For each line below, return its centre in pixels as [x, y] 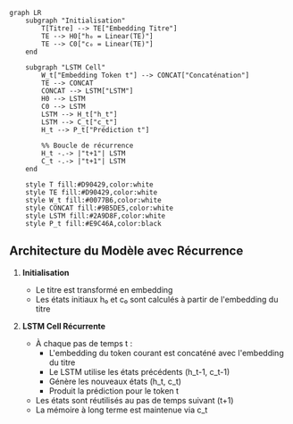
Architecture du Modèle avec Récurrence [126, 251]
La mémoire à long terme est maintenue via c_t [121, 410]
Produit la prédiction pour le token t [114, 391]
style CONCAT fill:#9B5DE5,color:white [100, 208]
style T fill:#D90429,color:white [89, 185]
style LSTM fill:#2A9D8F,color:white [96, 216]
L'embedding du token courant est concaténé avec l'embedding [166, 353]
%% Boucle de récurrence [88, 145]
